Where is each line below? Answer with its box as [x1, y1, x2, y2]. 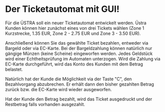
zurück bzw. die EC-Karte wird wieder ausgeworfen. [5, 86, 112, 92]
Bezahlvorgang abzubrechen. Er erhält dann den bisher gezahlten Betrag [5, 81, 155, 87]
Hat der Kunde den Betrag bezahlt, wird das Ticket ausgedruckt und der [5, 96, 153, 102]
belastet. [5, 66, 23, 72]
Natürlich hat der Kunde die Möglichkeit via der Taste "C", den [5, 76, 132, 82]
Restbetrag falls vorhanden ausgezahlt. [5, 101, 85, 107]
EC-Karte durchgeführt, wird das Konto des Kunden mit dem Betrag [5, 61, 143, 67]
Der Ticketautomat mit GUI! [5, 3, 120, 15]
